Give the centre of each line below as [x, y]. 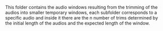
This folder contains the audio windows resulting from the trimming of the [81, 7]
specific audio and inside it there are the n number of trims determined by [82, 18]
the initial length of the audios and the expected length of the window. [77, 23]
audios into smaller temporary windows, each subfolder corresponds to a [81, 12]
